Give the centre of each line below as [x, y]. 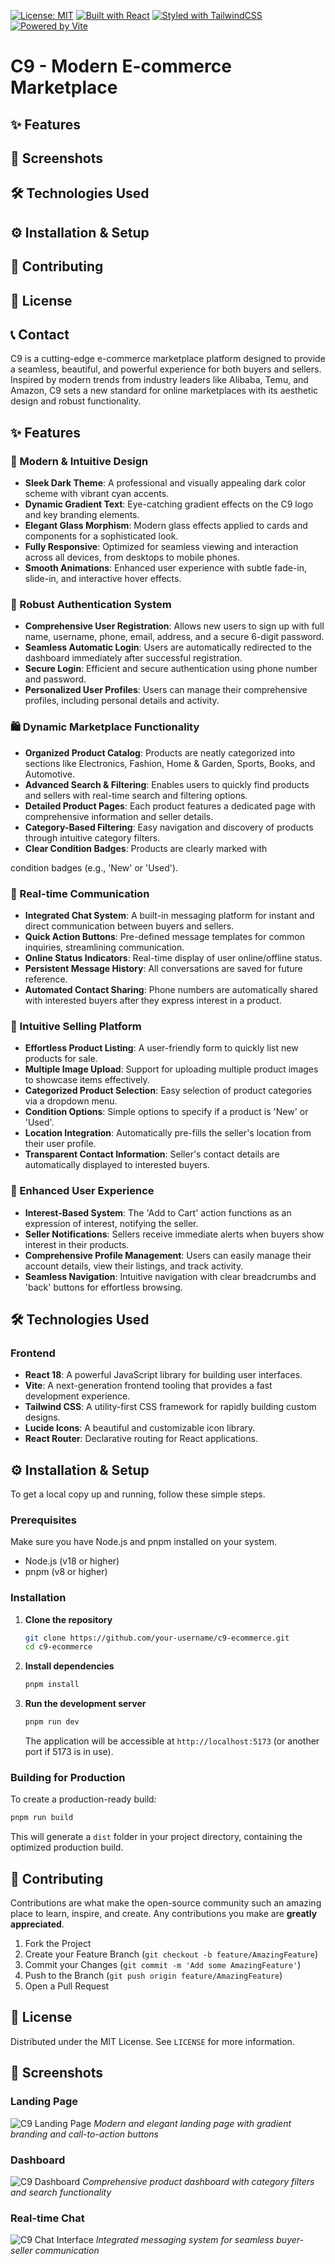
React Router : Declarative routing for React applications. [141, 1439]
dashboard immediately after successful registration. [133, 658]
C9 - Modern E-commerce [121, 66]
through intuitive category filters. [92, 837]
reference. [46, 979]
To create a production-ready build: [83, 1799]
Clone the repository [68, 1619]
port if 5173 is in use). [69, 1752]
